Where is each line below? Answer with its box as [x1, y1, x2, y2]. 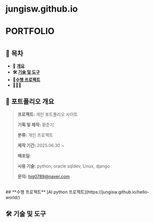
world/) [5, 194, 20, 200]
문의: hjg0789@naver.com [17, 173, 70, 179]
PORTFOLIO [5, 26, 55, 37]
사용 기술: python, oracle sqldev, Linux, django [17, 163, 110, 169]
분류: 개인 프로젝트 [17, 132, 53, 138]
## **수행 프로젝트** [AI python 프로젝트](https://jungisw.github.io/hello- [5, 189, 149, 195]
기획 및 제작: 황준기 [17, 122, 54, 128]
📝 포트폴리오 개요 [5, 97, 54, 106]
